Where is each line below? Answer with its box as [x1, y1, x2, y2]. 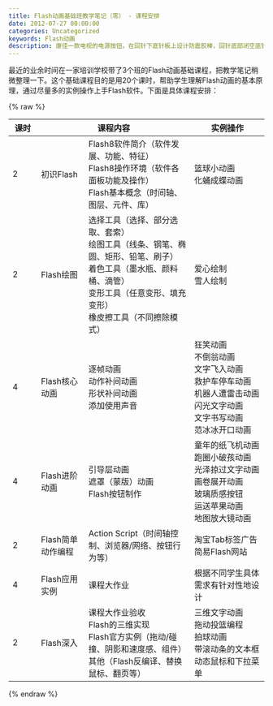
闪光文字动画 [193, 400, 244, 411]
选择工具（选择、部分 [88, 214, 171, 226]
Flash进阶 [41, 470, 79, 481]
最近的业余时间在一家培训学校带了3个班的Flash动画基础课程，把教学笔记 [8, 66, 252, 75]
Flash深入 [41, 638, 79, 649]
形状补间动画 [88, 388, 138, 399]
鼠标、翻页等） [88, 668, 146, 679]
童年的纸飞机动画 [193, 440, 260, 451]
